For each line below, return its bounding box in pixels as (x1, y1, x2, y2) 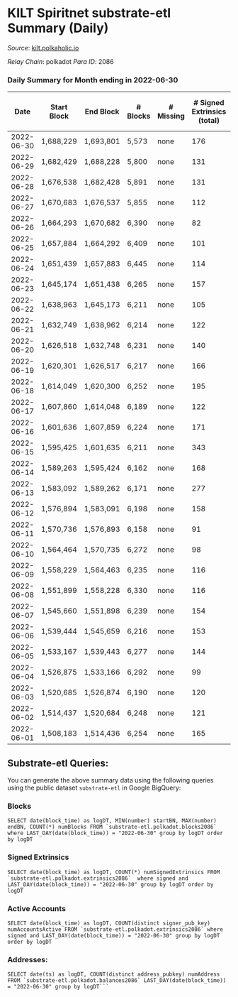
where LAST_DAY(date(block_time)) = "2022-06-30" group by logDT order (7, 829, 223, 837)
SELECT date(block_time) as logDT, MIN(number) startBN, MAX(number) (7, 817, 217, 824)
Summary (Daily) (7, 20, 109, 36)
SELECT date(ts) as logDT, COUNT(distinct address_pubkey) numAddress (7, 971, 220, 978)
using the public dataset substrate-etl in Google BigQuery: (7, 783, 181, 792)
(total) (198, 116, 220, 126)
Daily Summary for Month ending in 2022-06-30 (7, 75, 178, 85)
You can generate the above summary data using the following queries (7, 776, 214, 785)
